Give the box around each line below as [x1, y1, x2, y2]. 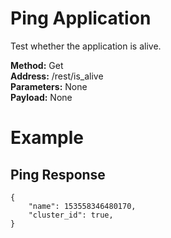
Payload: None [10, 91, 73, 103]
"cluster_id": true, [28, 210, 114, 220]
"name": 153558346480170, [28, 201, 137, 211]
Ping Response [10, 166, 106, 183]
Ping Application [10, 7, 152, 30]
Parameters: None [10, 80, 88, 92]
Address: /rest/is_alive [10, 70, 104, 82]
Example [10, 127, 84, 149]
